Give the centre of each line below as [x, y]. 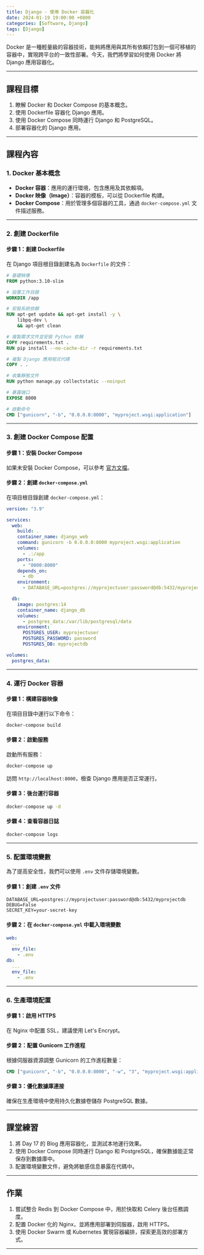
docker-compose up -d [34, 807]
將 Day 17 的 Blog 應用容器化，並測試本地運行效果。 [80, 1144]
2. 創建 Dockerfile [33, 233]
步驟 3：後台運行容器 [33, 793]
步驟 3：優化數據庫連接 [36, 1086]
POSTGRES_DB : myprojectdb [55, 644]
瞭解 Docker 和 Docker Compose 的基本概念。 [73, 105]
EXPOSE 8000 [21, 398]
